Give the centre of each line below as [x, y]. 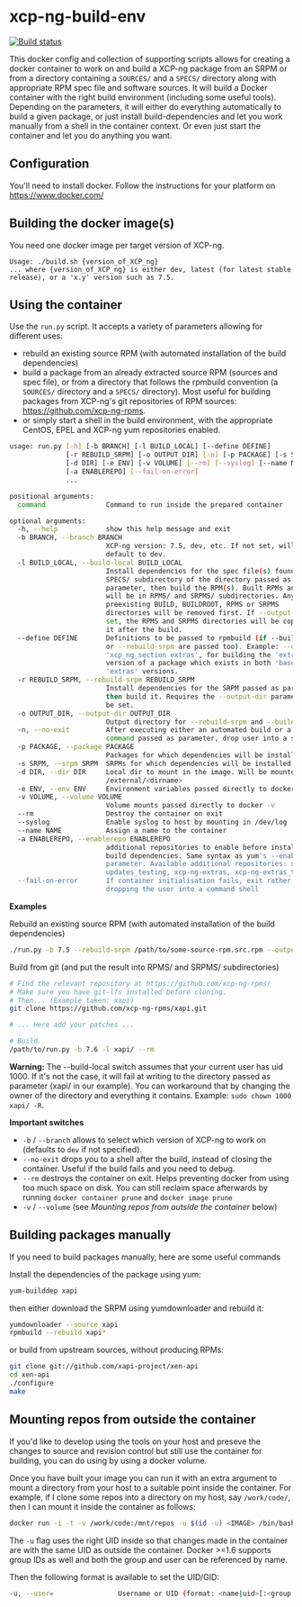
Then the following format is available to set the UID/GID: [115, 1576]
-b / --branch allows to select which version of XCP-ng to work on [144, 1140]
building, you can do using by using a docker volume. [108, 1460]
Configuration [49, 164]
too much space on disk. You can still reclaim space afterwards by [145, 1187]
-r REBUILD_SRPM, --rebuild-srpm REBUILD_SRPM [106, 680]
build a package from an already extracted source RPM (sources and [150, 373]
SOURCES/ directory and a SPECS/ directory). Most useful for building [147, 392]
